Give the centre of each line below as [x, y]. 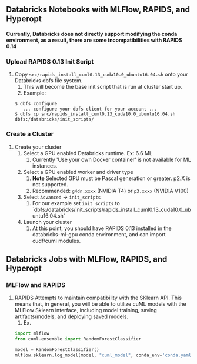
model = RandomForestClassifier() [57, 350]
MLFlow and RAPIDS [36, 285]
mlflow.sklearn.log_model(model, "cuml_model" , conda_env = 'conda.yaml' [104, 355]
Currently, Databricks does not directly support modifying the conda [92, 34]
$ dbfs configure [36, 104]
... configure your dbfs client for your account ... [90, 109]
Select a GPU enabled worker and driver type [78, 172]
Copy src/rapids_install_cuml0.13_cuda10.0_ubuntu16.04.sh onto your [101, 74]
